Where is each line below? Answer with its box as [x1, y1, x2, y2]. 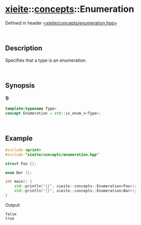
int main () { [5, 179, 32, 184]
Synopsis [5, 81, 35, 90]
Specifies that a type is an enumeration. [5, 57, 87, 63]
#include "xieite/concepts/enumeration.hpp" [5, 152, 99, 157]
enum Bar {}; [5, 170, 32, 175]
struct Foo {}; [5, 161, 37, 166]
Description [5, 44, 42, 53]
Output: [5, 202, 21, 208]
